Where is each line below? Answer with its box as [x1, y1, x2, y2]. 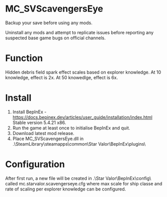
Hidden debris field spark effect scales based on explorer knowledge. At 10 [5, 69, 161, 75]
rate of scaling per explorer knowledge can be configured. [5, 186, 126, 192]
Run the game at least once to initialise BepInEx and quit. [12, 124, 131, 131]
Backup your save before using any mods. [5, 20, 93, 26]
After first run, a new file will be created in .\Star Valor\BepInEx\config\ [5, 175, 151, 181]
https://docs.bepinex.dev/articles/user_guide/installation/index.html [12, 114, 152, 120]
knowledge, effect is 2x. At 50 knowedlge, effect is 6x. [5, 74, 118, 81]
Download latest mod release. [12, 130, 74, 136]
